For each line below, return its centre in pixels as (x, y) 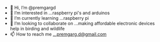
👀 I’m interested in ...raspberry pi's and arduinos (60, 13)
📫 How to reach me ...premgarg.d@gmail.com (58, 34)
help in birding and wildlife (37, 29)
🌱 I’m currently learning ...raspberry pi (49, 18)
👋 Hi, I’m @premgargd (33, 8)
